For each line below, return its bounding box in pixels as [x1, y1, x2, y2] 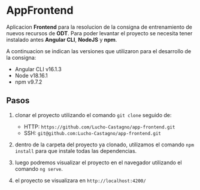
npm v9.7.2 [14, 78, 43, 85]
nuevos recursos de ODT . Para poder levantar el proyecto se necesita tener [6, 29, 193, 36]
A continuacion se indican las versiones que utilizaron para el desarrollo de [6, 47, 192, 54]
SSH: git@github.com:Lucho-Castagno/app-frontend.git [23, 129, 162, 136]
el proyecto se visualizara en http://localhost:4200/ [14, 177, 147, 184]
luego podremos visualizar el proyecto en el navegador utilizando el [14, 159, 182, 166]
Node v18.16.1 [14, 72, 48, 79]
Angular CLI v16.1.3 [14, 65, 62, 72]
